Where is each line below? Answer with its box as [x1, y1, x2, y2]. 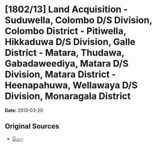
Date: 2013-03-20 [5, 107, 43, 113]
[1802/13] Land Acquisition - [5, 4, 128, 15]
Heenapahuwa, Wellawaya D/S [5, 80, 138, 91]
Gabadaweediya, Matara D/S [5, 58, 129, 69]
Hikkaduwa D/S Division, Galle [5, 36, 136, 48]
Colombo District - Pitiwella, [5, 26, 126, 37]
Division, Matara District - [5, 69, 116, 80]
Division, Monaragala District [5, 90, 131, 102]
